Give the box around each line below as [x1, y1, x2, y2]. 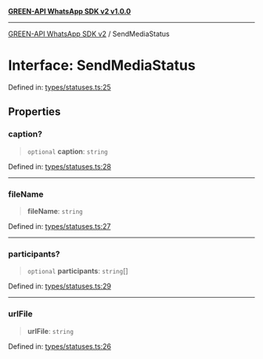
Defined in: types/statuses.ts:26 [8, 341, 112, 351]
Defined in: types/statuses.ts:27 [8, 221, 111, 230]
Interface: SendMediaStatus [8, 56, 196, 74]
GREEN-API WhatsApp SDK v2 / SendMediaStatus [8, 29, 170, 38]
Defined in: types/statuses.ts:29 [8, 281, 112, 291]
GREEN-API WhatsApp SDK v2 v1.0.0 [8, 7, 131, 16]
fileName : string [27, 206, 84, 216]
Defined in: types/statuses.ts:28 [8, 161, 112, 171]
